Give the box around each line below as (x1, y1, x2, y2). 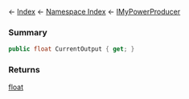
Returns (8, 64, 40, 76)
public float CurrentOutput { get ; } (8, 45, 135, 53)
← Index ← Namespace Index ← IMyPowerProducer (8, 7, 181, 16)
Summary (8, 27, 48, 38)
